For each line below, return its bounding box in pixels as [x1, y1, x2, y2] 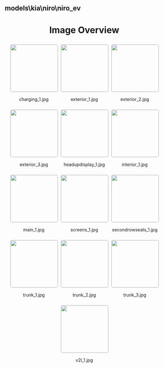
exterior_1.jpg [71, 96, 98, 102]
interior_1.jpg [122, 161, 148, 168]
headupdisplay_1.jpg [63, 161, 105, 168]
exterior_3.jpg [19, 161, 48, 168]
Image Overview [49, 24, 120, 36]
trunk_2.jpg [72, 292, 96, 298]
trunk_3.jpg [123, 292, 147, 298]
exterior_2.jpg [120, 96, 149, 102]
